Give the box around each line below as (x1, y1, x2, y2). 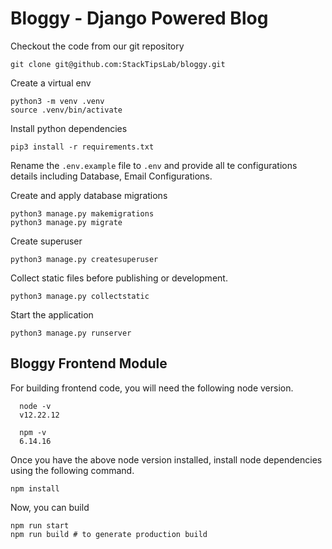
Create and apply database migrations (10, 189, 168, 201)
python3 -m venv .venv (10, 96, 105, 106)
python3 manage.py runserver (10, 328, 132, 338)
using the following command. (10, 464, 135, 476)
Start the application (10, 308, 94, 321)
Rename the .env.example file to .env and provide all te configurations (10, 159, 298, 171)
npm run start (10, 520, 70, 531)
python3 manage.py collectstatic (10, 291, 150, 301)
